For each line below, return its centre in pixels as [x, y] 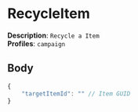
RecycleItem [49, 14]
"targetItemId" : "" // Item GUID [76, 94]
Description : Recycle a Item [53, 35]
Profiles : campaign [36, 43]
